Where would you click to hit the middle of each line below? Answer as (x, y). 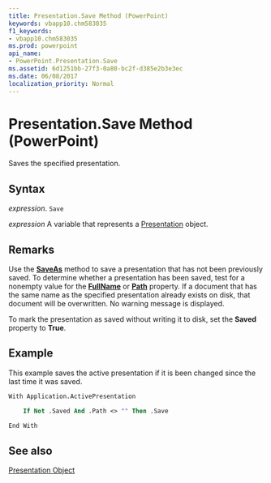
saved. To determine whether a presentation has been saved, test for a (127, 278)
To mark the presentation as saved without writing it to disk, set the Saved (133, 319)
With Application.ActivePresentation (72, 396)
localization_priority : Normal (61, 83)
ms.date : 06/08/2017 (43, 76)
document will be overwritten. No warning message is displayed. (116, 304)
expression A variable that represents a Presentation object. (108, 224)
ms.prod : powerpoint (43, 46)
